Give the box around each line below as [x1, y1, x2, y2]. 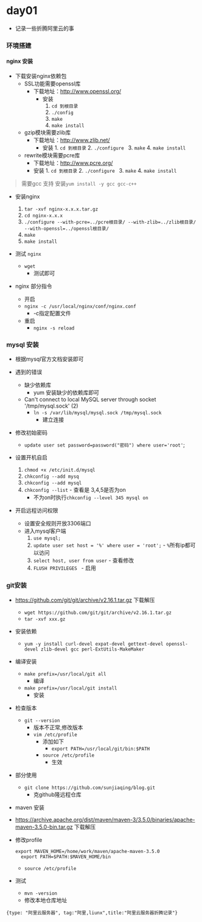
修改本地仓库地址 [24, 896, 68, 904]
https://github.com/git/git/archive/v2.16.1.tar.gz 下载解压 [15, 596, 155, 603]
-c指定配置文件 [33, 309, 71, 317]
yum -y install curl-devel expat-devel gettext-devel [24, 641, 164, 647]
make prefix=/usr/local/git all [24, 671, 106, 677]
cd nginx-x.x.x [24, 213, 63, 219]
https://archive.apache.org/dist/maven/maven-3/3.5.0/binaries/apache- [15, 816, 195, 823]
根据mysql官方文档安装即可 [15, 355, 84, 363]
